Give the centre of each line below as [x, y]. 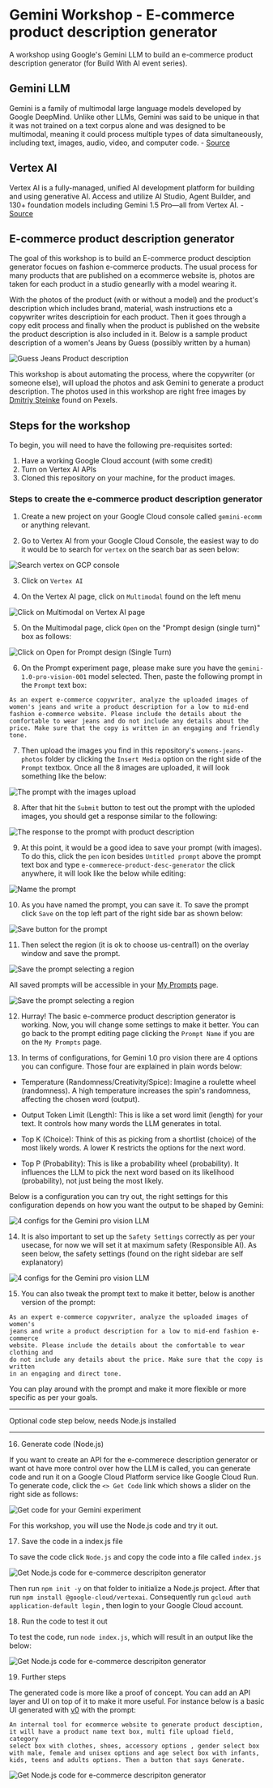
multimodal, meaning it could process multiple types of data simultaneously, [136, 134]
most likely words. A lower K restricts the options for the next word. [133, 1148]
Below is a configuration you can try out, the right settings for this [119, 1197]
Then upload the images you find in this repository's [108, 750]
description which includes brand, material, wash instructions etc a [121, 309]
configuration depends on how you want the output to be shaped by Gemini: [136, 1206]
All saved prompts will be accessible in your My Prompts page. [114, 985]
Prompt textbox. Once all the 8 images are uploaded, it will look [125, 768]
